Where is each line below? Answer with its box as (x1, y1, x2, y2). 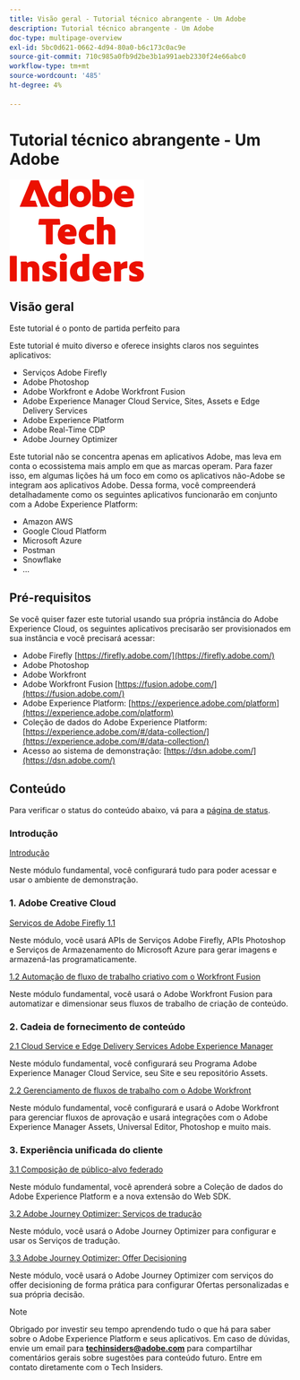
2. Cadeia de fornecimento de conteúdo (9, 1020, 185, 1033)
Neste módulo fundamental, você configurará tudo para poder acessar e (9, 865, 278, 876)
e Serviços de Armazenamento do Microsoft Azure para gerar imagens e (9, 944, 278, 955)
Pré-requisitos (9, 590, 92, 605)
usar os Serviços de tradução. (9, 1236, 121, 1246)
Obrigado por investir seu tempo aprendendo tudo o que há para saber (9, 1324, 271, 1335)
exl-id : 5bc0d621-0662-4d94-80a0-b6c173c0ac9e (9, 43, 186, 52)
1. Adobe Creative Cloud (9, 897, 116, 909)
